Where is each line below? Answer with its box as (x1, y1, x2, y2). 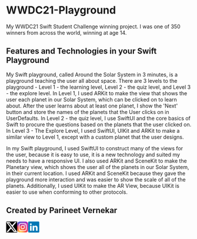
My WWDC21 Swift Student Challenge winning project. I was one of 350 (6, 23, 181, 30)
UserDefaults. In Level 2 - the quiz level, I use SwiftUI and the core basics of (6, 115, 191, 122)
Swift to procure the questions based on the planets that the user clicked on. (6, 121, 192, 128)
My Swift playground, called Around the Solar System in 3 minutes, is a (6, 71, 178, 78)
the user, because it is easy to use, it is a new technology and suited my (6, 151, 181, 158)
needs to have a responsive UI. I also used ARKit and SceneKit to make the (6, 157, 187, 164)
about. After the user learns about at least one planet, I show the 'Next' (6, 102, 178, 109)
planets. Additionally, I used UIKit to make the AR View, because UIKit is (6, 182, 179, 189)
